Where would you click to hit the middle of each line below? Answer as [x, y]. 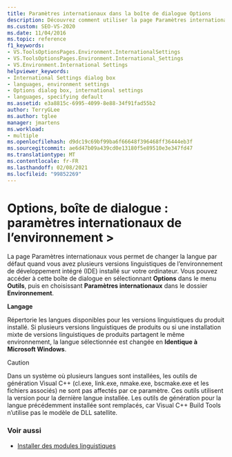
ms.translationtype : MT [41, 155]
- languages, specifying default [55, 97]
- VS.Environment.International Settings [68, 65]
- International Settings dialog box [61, 78]
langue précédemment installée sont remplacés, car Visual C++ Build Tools [114, 405]
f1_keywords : [26, 46]
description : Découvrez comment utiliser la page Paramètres [97, 20]
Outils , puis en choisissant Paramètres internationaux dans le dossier [107, 286]
